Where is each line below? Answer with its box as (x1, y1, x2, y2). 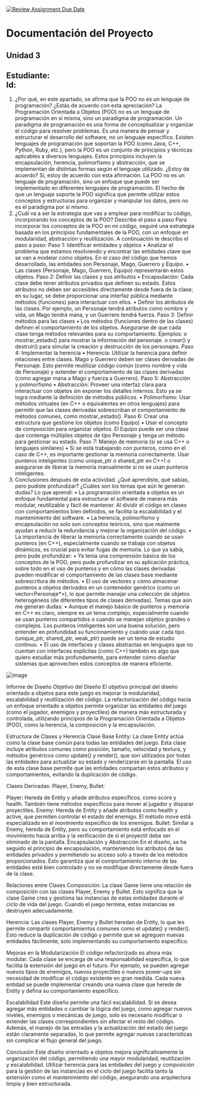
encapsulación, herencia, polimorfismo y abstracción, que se (14, 159, 165, 167)
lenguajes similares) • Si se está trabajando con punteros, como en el (14, 445, 186, 452)
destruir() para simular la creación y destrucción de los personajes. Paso (14, 343, 194, 350)
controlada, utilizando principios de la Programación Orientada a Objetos (6, 715, 185, 722)
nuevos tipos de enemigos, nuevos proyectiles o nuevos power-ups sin (6, 968, 181, 975)
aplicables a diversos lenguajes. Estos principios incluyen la (14, 153, 162, 160)
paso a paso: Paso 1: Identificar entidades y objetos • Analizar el (14, 242, 174, 249)
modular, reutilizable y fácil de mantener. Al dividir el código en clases (14, 501, 187, 509)
